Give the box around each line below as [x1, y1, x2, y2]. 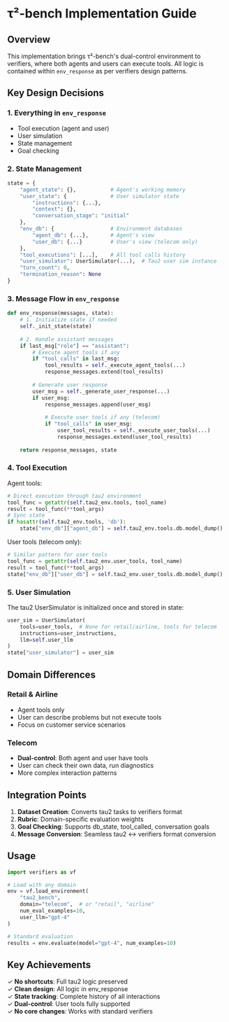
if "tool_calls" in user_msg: [44, 421, 133, 428]
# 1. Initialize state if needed [20, 316, 117, 323]
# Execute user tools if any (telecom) [44, 414, 161, 421]
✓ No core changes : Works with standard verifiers [7, 1007, 154, 1016]
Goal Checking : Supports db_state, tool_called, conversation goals [17, 822, 209, 831]
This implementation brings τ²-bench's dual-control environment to [7, 52, 201, 60]
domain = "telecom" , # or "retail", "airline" [20, 901, 155, 908]
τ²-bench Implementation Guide [7, 6, 197, 22]
